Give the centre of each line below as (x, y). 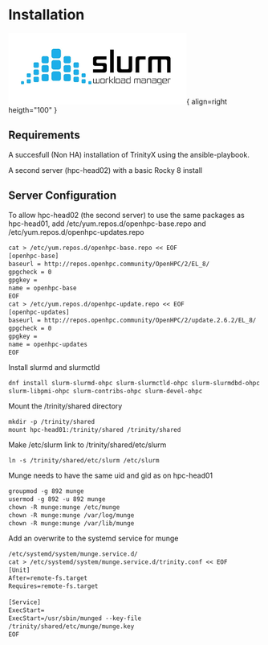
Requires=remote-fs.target (53, 586)
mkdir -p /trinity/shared (51, 421)
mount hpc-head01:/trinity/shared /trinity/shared (95, 429)
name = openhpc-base (43, 288)
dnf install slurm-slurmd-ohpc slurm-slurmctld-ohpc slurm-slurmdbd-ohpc (134, 383)
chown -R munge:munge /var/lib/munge (71, 523)
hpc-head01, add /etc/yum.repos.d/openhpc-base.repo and (107, 224)
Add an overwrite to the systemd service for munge (93, 538)
